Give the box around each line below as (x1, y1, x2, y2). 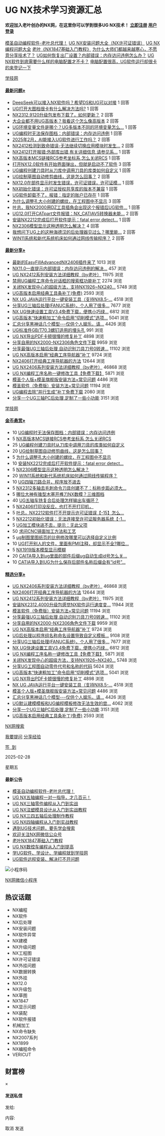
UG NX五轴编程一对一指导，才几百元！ (12, 795, 91, 800)
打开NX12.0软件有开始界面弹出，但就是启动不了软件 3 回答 (12, 161, 132, 167)
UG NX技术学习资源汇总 (5, 4, 102, 16)
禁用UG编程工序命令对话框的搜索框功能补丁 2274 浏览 (12, 277, 122, 284)
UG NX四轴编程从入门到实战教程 (12, 819, 78, 825)
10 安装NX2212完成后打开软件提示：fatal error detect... (12, 460, 124, 466)
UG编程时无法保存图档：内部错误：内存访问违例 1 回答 (12, 130, 123, 136)
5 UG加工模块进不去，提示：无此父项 (12, 522, 88, 528)
